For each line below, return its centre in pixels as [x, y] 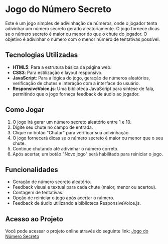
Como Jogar [25, 110]
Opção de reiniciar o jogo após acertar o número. [63, 198]
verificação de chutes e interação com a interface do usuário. [76, 83]
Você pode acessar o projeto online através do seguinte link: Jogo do [77, 231]
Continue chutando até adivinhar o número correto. [65, 148]
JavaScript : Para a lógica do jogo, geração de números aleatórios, [81, 78]
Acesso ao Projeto [34, 219]
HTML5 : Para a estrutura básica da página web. [62, 67]
